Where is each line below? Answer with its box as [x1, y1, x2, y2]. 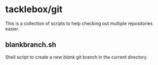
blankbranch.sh [5, 41, 57, 49]
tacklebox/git [5, 4, 63, 15]
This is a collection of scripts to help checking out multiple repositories [5, 20, 153, 26]
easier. [5, 25, 19, 31]
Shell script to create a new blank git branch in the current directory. [5, 54, 148, 60]
